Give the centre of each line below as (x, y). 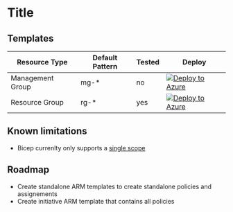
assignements (37, 194)
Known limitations (47, 131)
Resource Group (37, 102)
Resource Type (42, 62)
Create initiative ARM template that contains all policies (96, 201)
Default (105, 58)
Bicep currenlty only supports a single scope (81, 148)
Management (32, 78)
